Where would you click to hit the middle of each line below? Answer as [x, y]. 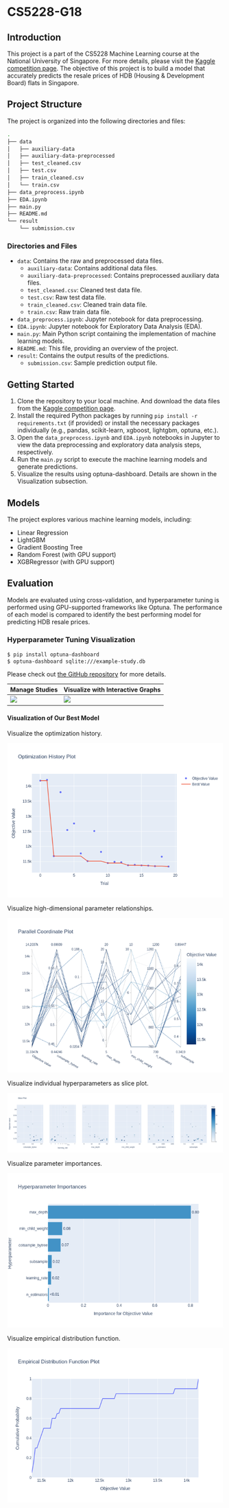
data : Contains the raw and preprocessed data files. [90, 261]
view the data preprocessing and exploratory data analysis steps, [109, 445]
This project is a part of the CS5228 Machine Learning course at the [104, 54]
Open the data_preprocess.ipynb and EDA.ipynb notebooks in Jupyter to [119, 438]
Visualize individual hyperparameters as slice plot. [78, 1083]
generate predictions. [47, 467]
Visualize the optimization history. [55, 733]
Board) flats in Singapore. [43, 83]
